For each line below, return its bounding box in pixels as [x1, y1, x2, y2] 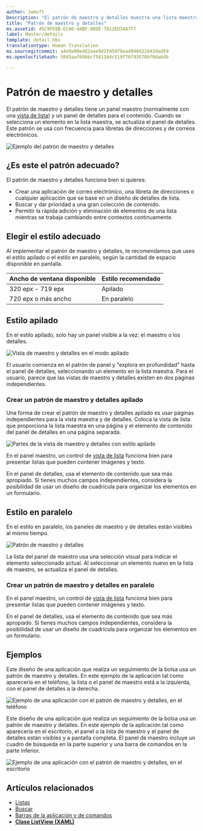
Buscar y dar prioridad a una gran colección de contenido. [14, 201, 161, 208]
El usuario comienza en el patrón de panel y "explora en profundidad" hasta [6, 361, 195, 368]
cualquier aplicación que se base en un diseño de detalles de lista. [14, 194, 181, 202]
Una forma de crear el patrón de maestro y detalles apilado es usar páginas [6, 409, 195, 416]
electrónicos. [6, 131, 39, 138]
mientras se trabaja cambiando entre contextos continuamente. [14, 214, 173, 221]
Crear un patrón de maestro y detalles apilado [6, 395, 143, 404]
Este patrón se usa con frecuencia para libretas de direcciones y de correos [6, 125, 195, 132]
